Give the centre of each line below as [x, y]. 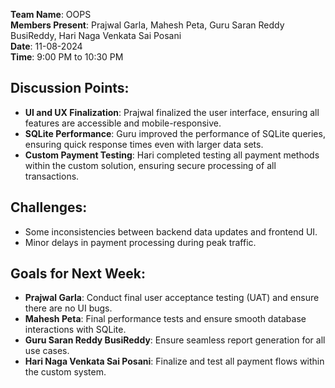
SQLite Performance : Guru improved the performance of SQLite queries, [175, 133]
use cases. [47, 351]
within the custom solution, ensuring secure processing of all [150, 165]
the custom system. [65, 372]
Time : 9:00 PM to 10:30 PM [67, 57]
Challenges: [49, 207]
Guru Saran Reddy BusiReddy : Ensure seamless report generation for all [175, 340]
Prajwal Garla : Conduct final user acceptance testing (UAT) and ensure [172, 298]
